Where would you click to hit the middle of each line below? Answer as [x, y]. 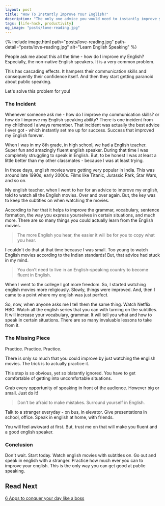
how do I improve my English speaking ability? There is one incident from [79, 120]
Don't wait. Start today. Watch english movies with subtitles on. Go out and [81, 455]
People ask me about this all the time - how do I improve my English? [75, 56]
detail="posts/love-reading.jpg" [37, 47]
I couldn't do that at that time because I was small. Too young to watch [77, 250]
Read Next [21, 486]
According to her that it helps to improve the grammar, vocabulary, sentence [82, 210]
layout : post [18, 10]
